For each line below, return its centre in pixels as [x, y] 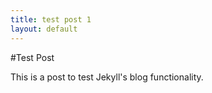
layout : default [44, 29]
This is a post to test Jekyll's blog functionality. [107, 77]
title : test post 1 [51, 19]
